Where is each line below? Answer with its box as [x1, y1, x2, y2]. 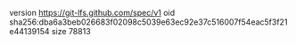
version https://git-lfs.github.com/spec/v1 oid [9, 8, 176, 18]
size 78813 [51, 26, 91, 36]
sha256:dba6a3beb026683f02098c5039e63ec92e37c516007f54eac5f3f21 [9, 17, 288, 27]
